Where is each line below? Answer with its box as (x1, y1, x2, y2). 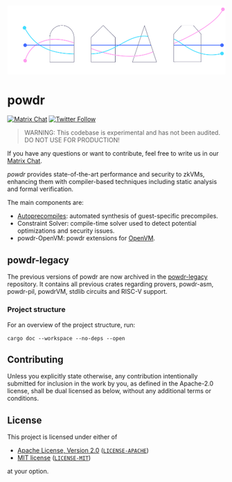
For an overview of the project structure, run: (7, 320, 136, 329)
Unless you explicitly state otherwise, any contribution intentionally (7, 372, 198, 381)
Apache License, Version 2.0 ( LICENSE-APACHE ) (17, 447, 149, 455)
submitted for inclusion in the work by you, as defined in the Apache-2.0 (7, 379, 213, 388)
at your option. (7, 467, 49, 476)
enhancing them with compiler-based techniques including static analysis (7, 178, 217, 186)
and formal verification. (7, 185, 74, 193)
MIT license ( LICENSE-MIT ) (17, 454, 91, 462)
